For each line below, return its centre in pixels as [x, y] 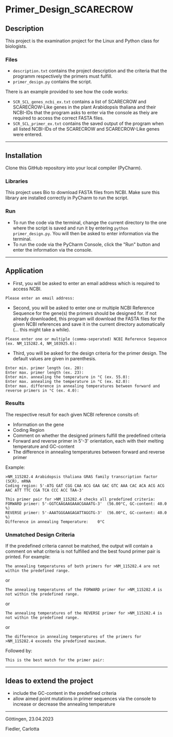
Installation [24, 155]
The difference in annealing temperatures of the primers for [73, 637]
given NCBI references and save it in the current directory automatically [89, 324]
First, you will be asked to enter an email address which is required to [86, 283]
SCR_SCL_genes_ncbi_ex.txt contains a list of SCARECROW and [80, 102]
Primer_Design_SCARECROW [70, 10]
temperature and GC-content [44, 446]
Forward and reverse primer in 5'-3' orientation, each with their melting [88, 441]
